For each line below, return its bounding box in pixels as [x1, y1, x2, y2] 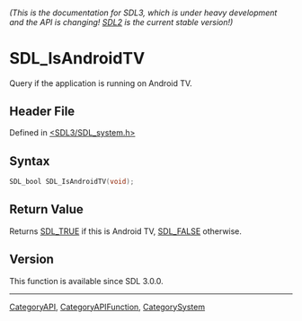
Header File [9, 103, 75, 118]
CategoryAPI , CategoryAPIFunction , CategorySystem [9, 301, 205, 312]
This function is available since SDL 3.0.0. [9, 275, 164, 286]
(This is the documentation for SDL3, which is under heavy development [9, 7, 278, 18]
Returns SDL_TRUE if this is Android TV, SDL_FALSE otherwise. [9, 225, 243, 237]
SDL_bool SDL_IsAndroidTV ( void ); [9, 178, 135, 187]
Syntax [9, 153, 50, 169]
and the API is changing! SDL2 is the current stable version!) [9, 16, 234, 27]
